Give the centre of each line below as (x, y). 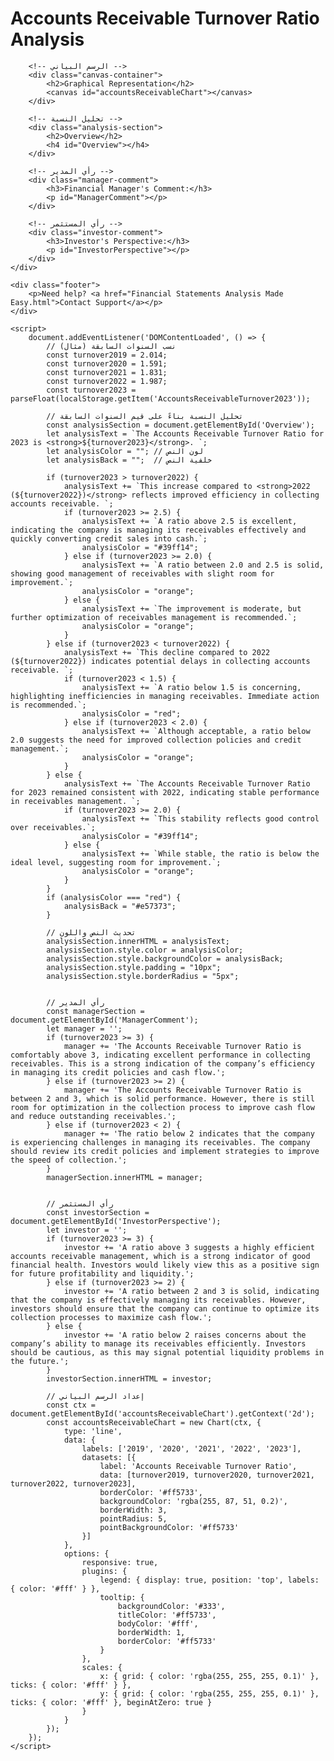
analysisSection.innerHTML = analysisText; (138, 941)
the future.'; (40, 1361)
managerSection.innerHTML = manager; (124, 1177)
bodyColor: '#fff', (158, 1623)
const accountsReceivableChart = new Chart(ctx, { (154, 1422)
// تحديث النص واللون (91, 932)
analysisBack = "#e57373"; (120, 906)
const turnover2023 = (91, 390)
